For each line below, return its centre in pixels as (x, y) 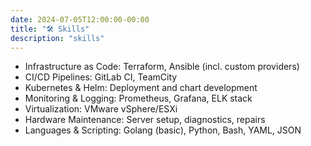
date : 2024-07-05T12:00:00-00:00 (80, 19)
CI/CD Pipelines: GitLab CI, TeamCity (101, 77)
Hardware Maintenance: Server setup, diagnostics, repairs (145, 120)
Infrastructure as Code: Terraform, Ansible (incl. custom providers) (162, 67)
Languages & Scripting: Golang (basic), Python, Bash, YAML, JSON (163, 130)
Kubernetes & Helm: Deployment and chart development (141, 88)
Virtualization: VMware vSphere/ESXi (101, 109)
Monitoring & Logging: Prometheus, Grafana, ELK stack (138, 98)
